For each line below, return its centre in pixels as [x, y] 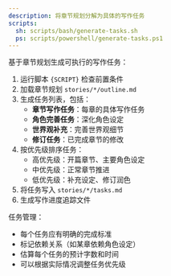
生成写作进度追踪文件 [55, 200]
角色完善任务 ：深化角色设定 [78, 119]
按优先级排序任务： [52, 150]
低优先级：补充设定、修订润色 [81, 180]
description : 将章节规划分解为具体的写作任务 [77, 16]
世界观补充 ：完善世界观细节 [78, 130]
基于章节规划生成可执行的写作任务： [68, 62]
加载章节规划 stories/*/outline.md [78, 89]
